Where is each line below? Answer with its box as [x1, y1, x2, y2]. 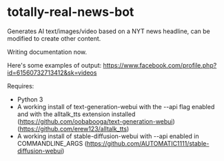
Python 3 [17, 95, 43, 104]
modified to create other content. [7, 34, 101, 42]
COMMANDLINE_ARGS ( [17, 139, 88, 147]
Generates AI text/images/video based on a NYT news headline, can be [7, 27, 210, 35]
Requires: [7, 82, 34, 90]
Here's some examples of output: [7, 61, 102, 69]
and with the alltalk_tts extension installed [17, 110, 136, 118]
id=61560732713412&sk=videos [7, 68, 97, 77]
